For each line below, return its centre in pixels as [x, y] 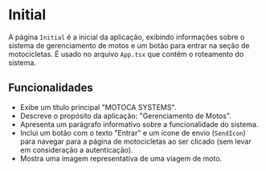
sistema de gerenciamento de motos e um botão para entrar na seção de [129, 45]
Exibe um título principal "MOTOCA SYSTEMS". [98, 107]
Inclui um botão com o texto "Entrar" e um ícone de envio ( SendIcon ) [133, 132]
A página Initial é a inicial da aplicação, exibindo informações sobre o [127, 37]
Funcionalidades [51, 88]
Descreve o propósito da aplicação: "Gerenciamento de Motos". [125, 116]
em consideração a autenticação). [76, 149]
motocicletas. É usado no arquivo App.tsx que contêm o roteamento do [126, 54]
